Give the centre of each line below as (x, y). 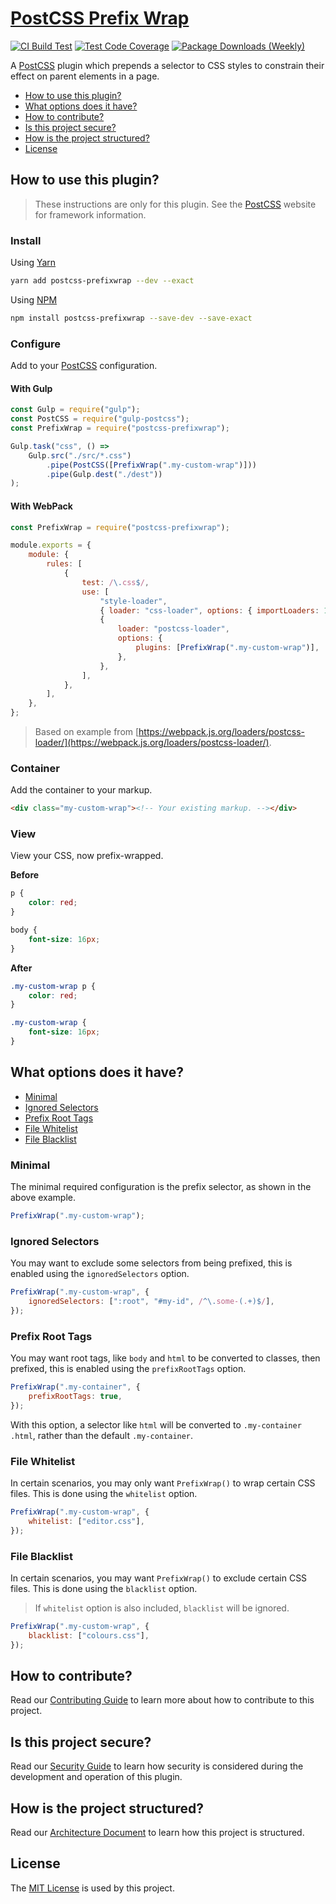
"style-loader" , (133, 601)
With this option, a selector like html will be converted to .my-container (156, 1424)
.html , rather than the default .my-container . (102, 1435)
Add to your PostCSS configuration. (84, 366)
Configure (35, 344)
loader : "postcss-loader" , (173, 629)
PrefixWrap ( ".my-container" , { (75, 1387)
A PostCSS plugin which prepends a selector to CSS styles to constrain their (167, 65)
